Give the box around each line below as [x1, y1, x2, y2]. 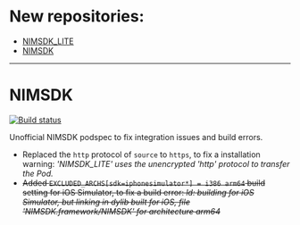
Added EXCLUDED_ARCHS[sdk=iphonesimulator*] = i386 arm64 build [21, 177, 266, 188]
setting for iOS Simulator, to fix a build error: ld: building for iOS [21, 187, 254, 197]
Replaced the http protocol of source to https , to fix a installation [21, 149, 261, 160]
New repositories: [9, 6, 145, 27]
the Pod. [21, 168, 54, 179]
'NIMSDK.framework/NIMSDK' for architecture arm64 [21, 205, 221, 216]
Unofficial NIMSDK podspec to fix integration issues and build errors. [9, 131, 263, 142]
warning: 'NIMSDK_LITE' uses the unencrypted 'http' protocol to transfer [21, 158, 290, 169]
